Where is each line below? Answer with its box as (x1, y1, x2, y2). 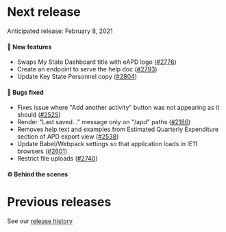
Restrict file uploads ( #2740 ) (16, 154, 98, 163)
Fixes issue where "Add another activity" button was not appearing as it (16, 104, 220, 112)
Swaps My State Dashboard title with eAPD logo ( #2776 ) (16, 58, 177, 66)
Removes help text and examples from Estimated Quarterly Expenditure (16, 125, 219, 134)
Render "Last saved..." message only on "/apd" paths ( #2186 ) (16, 118, 191, 126)
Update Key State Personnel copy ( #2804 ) (16, 73, 138, 81)
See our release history (7, 217, 73, 225)
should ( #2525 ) (16, 111, 61, 119)
